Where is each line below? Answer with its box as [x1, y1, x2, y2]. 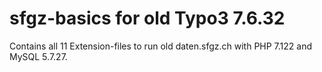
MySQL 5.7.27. [9, 50, 68, 62]
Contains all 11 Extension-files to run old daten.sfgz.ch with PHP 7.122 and [9, 40, 313, 52]
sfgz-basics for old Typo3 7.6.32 [9, 7, 286, 30]
